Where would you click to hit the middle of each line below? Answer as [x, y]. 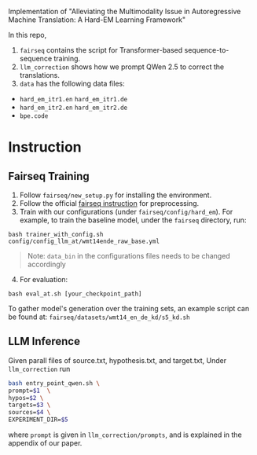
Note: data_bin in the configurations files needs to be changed [128, 256]
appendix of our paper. [45, 443]
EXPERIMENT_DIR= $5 [38, 420]
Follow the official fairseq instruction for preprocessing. [109, 203]
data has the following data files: [72, 83]
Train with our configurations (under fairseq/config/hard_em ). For [126, 212]
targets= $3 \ [29, 405]
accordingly [47, 264]
